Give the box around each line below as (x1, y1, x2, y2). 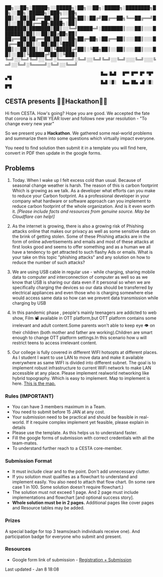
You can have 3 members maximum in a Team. (12, 403, 106, 409)
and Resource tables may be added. (12, 505, 85, 511)
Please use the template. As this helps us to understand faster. (12, 429, 138, 435)
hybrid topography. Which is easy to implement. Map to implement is (12, 375, 150, 381)
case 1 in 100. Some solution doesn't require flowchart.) (12, 484, 124, 490)
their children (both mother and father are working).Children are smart (12, 329, 153, 335)
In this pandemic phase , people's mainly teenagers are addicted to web (12, 310, 157, 315)
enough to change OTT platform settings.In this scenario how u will (12, 334, 147, 340)
